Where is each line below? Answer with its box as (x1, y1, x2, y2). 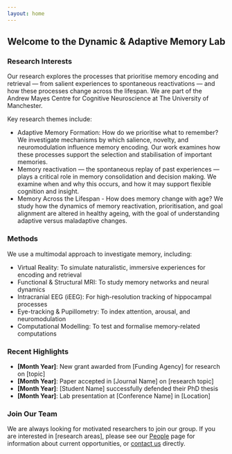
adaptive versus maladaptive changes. (17, 217, 127, 225)
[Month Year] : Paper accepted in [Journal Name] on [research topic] (17, 376, 214, 385)
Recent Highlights (7, 347, 69, 356)
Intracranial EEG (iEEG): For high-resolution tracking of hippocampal (17, 292, 212, 301)
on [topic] (17, 370, 46, 378)
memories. (17, 158, 48, 166)
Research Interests (7, 56, 73, 66)
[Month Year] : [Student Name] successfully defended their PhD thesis (17, 384, 219, 392)
